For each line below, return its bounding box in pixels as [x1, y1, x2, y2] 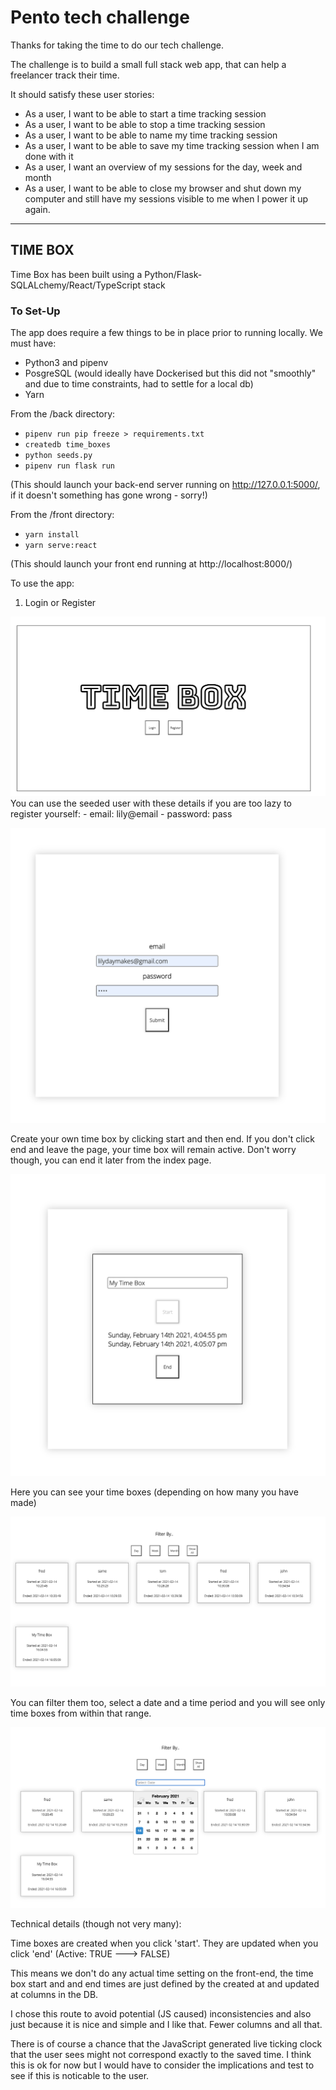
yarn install [24, 530, 80, 540]
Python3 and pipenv [24, 357, 109, 369]
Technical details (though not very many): [10, 1917, 182, 1930]
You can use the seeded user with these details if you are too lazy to [10, 797, 292, 809]
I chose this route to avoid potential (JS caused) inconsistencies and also [10, 2007, 312, 2020]
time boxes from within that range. [10, 1707, 152, 1719]
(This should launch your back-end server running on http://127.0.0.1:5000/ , [10, 479, 321, 491]
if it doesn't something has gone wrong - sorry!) [10, 489, 208, 501]
